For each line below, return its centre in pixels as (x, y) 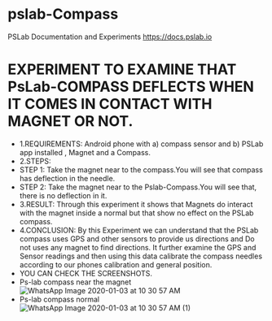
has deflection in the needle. (67, 178)
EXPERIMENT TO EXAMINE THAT (122, 69)
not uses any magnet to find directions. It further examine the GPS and (138, 247)
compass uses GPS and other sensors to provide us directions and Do (137, 239)
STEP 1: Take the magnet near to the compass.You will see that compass (141, 169)
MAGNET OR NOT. (70, 121)
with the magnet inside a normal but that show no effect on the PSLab (136, 213)
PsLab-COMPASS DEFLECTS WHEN (131, 87)
